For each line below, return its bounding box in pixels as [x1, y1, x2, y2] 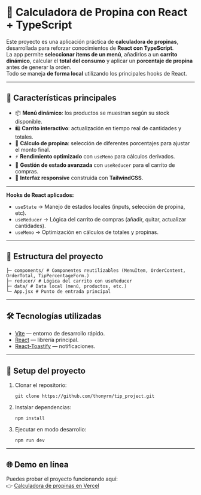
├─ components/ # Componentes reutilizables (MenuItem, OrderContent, [6, 267, 186, 274]
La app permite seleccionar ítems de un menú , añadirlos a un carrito [6, 50, 178, 58]
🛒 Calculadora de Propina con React [6, 5, 188, 19]
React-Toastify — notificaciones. [14, 343, 96, 350]
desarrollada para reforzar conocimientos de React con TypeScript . [6, 44, 174, 52]
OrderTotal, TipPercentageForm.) [6, 272, 90, 278]
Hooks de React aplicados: [6, 191, 74, 199]
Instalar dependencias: [14, 404, 72, 411]
